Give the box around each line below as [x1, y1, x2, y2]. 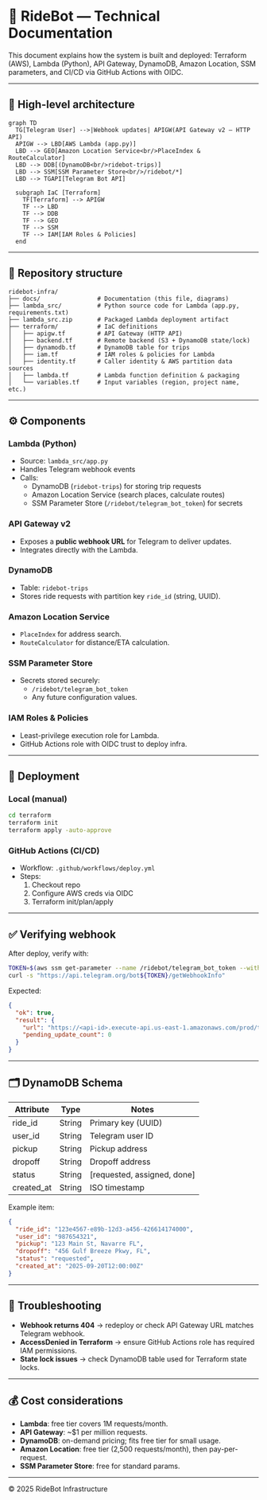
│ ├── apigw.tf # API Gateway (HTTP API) [8, 330, 183, 338]
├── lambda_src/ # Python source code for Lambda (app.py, [8, 302, 240, 310]
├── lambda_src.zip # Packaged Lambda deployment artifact [8, 315, 229, 323]
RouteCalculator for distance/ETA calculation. [19, 638, 170, 647]
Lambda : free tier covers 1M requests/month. [19, 1419, 168, 1428]
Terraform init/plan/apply [31, 897, 114, 907]
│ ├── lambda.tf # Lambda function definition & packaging [8, 371, 240, 379]
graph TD [8, 119, 37, 127]
